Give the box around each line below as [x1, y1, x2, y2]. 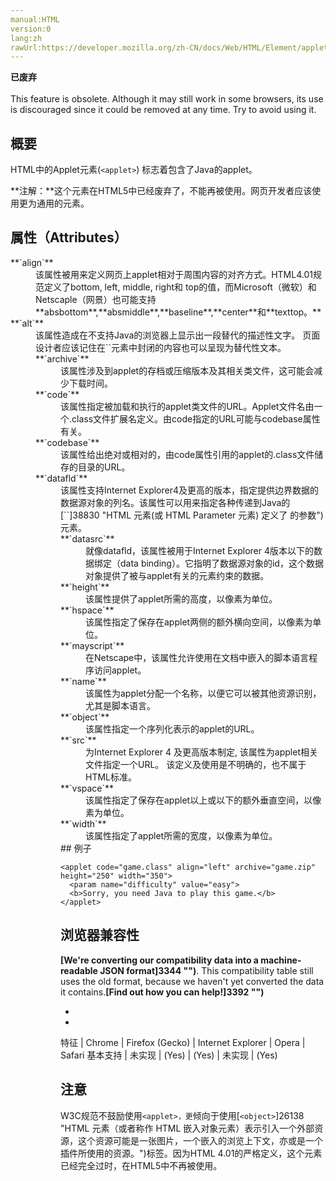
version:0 [10, 24, 52, 34]
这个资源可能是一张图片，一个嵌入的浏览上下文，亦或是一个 [77, 1134, 323, 1146]
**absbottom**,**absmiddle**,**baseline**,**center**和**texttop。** [35, 306, 322, 318]
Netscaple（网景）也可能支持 [35, 293, 157, 305]
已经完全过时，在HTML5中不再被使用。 [60, 1159, 223, 1171]
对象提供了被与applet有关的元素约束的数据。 [85, 569, 270, 581]
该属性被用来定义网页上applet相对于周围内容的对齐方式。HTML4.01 [35, 268, 313, 280]
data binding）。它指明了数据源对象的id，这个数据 [119, 557, 324, 569]
